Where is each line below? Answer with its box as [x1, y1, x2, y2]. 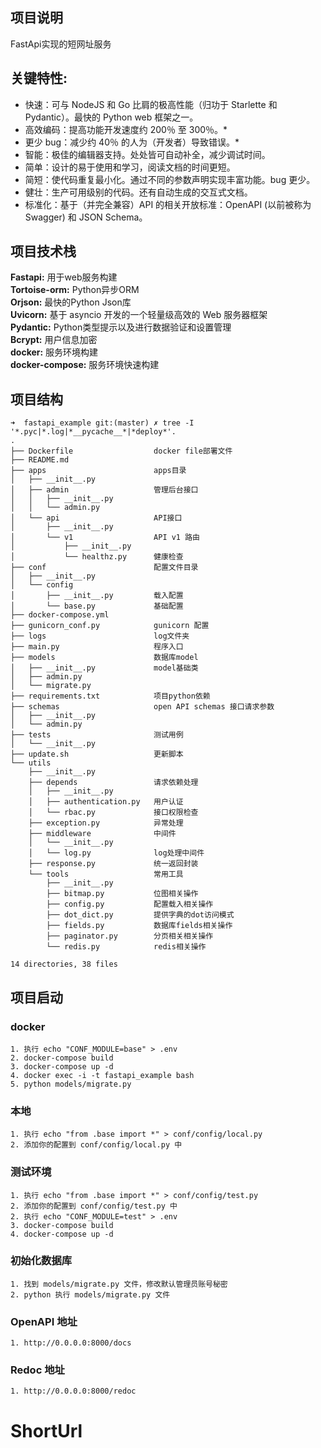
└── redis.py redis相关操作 [46, 942, 207, 952]
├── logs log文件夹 [10, 631, 190, 642]
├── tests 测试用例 [10, 730, 184, 740]
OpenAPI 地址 [10, 1314, 78, 1328]
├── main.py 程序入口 [10, 642, 184, 652]
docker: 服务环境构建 [10, 346, 99, 358]
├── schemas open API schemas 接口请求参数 [10, 702, 275, 712]
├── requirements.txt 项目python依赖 [10, 691, 211, 702]
